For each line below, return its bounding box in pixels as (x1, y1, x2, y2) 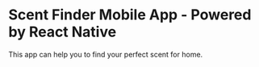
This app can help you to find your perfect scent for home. (8, 49, 203, 59)
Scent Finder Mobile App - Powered (8, 6, 252, 24)
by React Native (8, 23, 117, 41)
